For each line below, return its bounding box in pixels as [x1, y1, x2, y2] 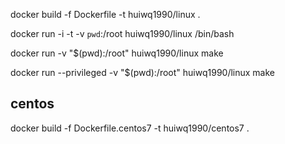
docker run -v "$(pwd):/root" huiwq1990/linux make [10, 47, 224, 59]
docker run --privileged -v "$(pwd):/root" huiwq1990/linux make [10, 67, 276, 78]
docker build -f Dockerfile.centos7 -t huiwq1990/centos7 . [10, 122, 250, 134]
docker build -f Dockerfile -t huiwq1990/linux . [10, 9, 201, 20]
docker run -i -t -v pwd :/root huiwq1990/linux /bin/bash [10, 28, 235, 39]
